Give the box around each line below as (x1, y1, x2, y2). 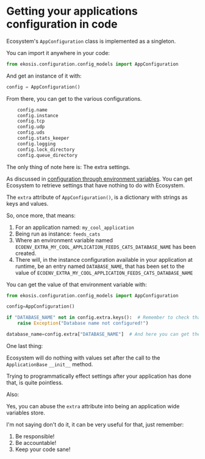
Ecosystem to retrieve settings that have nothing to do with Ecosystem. (6, 181, 185, 189)
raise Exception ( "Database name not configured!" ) (17, 320, 149, 327)
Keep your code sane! (15, 446, 71, 453)
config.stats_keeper (17, 136, 70, 142)
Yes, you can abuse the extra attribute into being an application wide (6, 402, 180, 410)
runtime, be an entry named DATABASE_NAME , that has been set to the (15, 262, 185, 270)
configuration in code (6, 17, 118, 31)
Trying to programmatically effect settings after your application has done (6, 372, 192, 380)
